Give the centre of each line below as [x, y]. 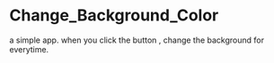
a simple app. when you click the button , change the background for [137, 40]
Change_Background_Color [114, 16]
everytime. [29, 49]
